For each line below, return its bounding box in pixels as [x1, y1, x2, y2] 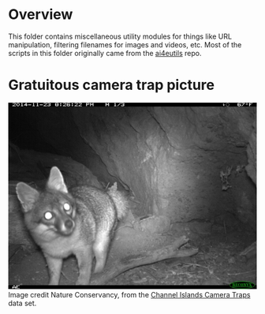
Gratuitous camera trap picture [8, 77, 215, 94]
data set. [8, 298, 37, 308]
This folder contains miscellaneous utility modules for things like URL [8, 32, 233, 41]
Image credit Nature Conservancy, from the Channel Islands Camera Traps [8, 290, 251, 299]
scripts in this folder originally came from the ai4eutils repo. [8, 48, 202, 58]
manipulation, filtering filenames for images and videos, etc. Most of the [8, 39, 242, 49]
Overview [8, 6, 73, 24]
